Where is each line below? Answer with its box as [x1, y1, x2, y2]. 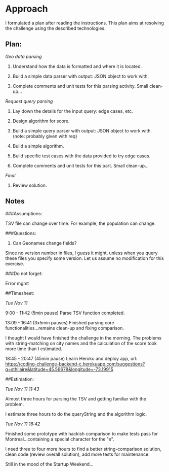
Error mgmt [5, 280, 29, 286]
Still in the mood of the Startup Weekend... [5, 461, 94, 467]
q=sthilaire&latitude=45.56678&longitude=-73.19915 [5, 366, 114, 372]
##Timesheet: [5, 290, 34, 296]
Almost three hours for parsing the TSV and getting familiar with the [5, 395, 147, 401]
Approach [5, 3, 48, 15]
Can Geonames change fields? [12, 240, 77, 246]
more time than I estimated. [5, 346, 62, 352]
